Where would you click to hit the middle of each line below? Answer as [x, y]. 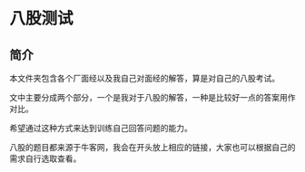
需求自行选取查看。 [45, 158]
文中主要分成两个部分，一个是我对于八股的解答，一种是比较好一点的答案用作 [152, 97]
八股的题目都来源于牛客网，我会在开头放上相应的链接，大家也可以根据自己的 [152, 147]
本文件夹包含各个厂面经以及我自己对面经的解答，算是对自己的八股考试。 [144, 78]
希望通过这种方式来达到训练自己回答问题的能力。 [101, 128]
